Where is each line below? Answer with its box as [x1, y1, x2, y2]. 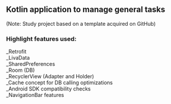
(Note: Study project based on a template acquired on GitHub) [6, 20, 156, 27]
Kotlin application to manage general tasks [6, 5, 166, 15]
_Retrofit [6, 48, 26, 55]
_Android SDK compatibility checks [6, 85, 91, 92]
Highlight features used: [6, 34, 77, 43]
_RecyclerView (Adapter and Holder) [6, 73, 94, 80]
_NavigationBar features [6, 92, 64, 99]
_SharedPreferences [6, 61, 56, 68]
